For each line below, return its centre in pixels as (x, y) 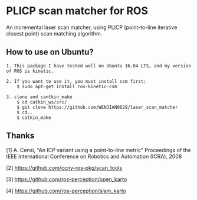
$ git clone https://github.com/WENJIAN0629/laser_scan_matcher (97, 107)
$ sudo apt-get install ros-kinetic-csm (67, 86)
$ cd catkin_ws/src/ (42, 102)
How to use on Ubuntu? (50, 52)
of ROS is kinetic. (30, 71)
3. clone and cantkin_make (39, 97)
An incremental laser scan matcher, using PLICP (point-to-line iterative (92, 27)
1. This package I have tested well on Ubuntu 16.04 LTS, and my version (99, 66)
